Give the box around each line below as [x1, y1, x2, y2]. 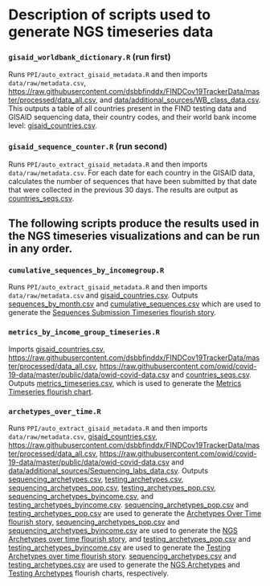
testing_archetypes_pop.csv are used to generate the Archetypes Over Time [8, 509, 262, 518]
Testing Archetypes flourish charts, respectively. [8, 568, 170, 578]
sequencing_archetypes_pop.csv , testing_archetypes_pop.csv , [8, 483, 217, 493]
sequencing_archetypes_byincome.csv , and [8, 492, 154, 502]
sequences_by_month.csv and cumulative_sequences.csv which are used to [8, 299, 261, 309]
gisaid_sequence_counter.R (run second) [8, 141, 168, 152]
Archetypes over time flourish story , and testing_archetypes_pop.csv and [8, 535, 252, 544]
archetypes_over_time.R [8, 407, 102, 416]
